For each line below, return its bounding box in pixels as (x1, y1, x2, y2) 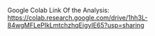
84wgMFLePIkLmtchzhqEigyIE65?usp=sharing (7, 21, 144, 29)
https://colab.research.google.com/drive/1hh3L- (7, 13, 148, 22)
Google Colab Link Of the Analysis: (7, 6, 109, 14)
